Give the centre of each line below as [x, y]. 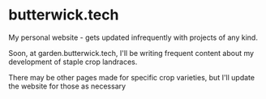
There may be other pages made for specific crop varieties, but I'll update [132, 77]
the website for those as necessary [67, 86]
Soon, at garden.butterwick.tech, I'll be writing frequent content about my [131, 53]
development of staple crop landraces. [73, 62]
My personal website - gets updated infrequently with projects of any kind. [133, 37]
